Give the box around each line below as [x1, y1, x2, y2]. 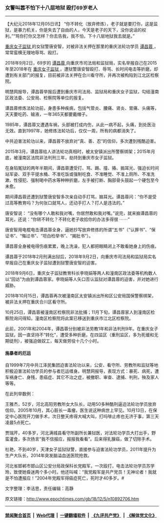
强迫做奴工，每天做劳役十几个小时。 [28, 338, 102, 344]
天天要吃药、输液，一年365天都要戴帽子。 [5, 111, 90, 117]
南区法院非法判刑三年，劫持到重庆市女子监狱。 [21, 155, 116, 161]
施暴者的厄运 [5, 350, 31, 356]
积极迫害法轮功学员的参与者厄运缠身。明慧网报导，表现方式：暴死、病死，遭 [5, 368, 159, 374]
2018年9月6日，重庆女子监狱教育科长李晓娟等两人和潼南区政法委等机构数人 [5, 270, 157, 276]
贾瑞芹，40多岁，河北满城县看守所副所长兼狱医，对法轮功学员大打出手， [5, 430, 152, 436]
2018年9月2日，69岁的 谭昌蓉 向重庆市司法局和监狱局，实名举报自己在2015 [5, 60, 157, 66]
